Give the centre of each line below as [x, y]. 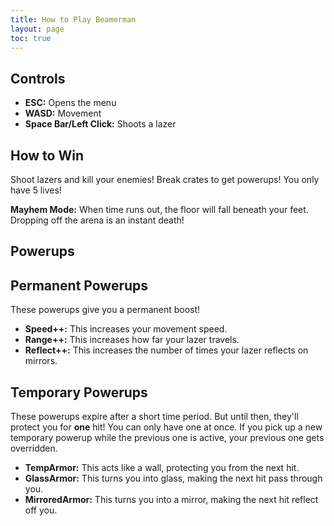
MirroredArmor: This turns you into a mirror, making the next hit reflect [171, 500]
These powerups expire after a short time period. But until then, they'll [154, 417]
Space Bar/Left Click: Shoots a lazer [100, 124]
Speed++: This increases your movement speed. [126, 329]
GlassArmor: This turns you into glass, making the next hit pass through [173, 478]
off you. [41, 510]
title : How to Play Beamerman [73, 19]
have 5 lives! [36, 190]
